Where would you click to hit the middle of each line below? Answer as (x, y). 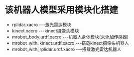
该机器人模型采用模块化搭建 (62, 10)
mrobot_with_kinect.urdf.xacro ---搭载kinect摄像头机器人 (70, 43)
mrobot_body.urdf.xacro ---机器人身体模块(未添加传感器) (70, 37)
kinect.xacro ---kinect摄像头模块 (45, 30)
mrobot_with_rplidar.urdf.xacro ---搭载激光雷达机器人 (67, 49)
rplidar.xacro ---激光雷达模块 (42, 25)
